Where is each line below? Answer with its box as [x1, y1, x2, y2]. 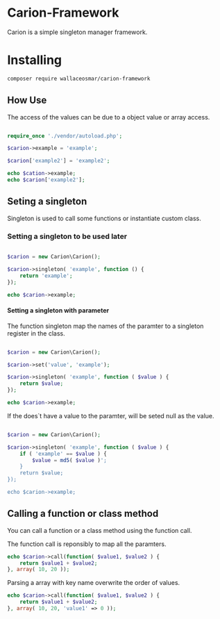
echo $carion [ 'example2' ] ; [7, 176, 85, 183]
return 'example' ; [19, 272, 73, 279]
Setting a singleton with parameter [7, 306, 110, 315]
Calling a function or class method [7, 508, 159, 520]
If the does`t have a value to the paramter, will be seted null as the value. [7, 411, 214, 420]
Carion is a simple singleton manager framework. [7, 28, 148, 36]
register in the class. [7, 329, 65, 338]
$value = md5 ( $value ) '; [32, 456, 108, 463]
